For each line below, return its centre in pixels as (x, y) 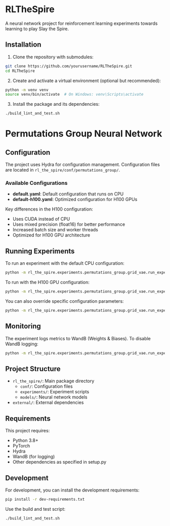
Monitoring (23, 326)
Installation (23, 45)
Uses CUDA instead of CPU (41, 219)
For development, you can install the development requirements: (72, 490)
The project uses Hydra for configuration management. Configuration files (83, 165)
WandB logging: (22, 344)
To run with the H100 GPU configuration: (47, 282)
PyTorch (21, 446)
